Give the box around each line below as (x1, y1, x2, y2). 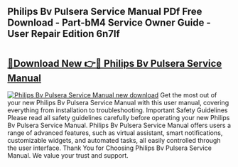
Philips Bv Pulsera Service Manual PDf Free (7, 6, 202, 18)
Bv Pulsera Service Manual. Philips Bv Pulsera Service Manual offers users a (7, 121, 232, 129)
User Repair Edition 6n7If (7, 28, 121, 40)
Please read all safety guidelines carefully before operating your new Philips (7, 114, 230, 122)
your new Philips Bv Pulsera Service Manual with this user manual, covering (7, 99, 229, 107)
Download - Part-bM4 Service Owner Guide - (7, 17, 211, 29)
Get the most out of (160, 91, 217, 99)
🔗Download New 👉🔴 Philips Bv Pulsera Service (7, 57, 222, 70)
